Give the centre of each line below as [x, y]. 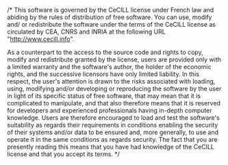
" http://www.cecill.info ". [41, 39]
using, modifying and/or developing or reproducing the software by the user [114, 89]
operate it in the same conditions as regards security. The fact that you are [112, 139]
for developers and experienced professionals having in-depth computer [110, 110]
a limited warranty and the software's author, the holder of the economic [109, 67]
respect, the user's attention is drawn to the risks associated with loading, [111, 81]
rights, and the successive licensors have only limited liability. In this [103, 74]
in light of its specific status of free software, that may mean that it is [104, 96]
